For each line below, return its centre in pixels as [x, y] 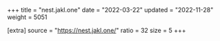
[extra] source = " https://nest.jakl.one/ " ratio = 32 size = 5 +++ [97, 30]
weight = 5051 [27, 17]
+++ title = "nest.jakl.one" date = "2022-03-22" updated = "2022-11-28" [110, 10]
